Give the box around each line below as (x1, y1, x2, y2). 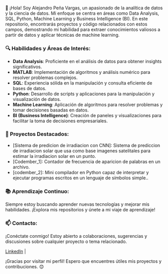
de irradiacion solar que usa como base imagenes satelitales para (12, 148, 151, 154)
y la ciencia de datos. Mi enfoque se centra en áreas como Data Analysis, (5, 10, 159, 16)
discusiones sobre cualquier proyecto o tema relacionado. (5, 238, 127, 244)
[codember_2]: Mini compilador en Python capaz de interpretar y (12, 169, 149, 175)
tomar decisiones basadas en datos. (12, 107, 89, 113)
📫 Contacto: (5, 220, 38, 227)
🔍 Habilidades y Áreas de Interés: (5, 45, 91, 52)
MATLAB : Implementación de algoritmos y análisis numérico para (12, 69, 151, 75)
